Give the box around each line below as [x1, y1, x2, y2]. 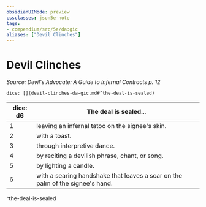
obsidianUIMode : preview [6, 9, 70, 15]
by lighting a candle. [36, 162, 94, 170]
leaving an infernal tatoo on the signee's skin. [36, 122, 167, 130]
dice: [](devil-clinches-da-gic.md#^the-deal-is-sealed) [6, 90, 155, 97]
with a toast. [36, 132, 72, 140]
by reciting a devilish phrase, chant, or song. [36, 151, 164, 160]
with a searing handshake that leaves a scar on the [36, 171, 183, 180]
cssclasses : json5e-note [6, 15, 70, 21]
